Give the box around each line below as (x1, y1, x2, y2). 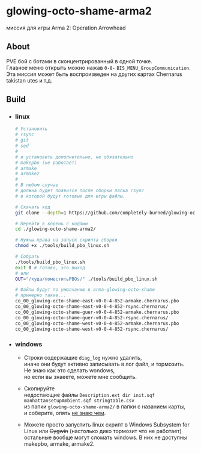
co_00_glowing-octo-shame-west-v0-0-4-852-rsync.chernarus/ (14, 326, 169, 332)
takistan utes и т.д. (6, 77, 53, 84)
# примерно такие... (14, 292, 67, 299)
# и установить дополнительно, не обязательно (14, 154, 134, 160)
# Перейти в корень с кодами (14, 220, 88, 226)
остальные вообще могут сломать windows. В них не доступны (23, 434, 187, 441)
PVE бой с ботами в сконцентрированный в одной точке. (6, 57, 153, 64)
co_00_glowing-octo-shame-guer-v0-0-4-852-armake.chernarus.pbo (14, 309, 179, 315)
